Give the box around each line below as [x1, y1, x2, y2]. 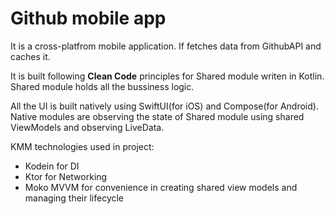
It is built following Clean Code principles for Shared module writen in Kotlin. [10, 70, 325, 82]
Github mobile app [10, 7, 167, 30]
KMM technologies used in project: [10, 140, 155, 152]
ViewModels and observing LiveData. [10, 121, 165, 133]
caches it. [10, 50, 51, 62]
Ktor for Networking [24, 170, 108, 182]
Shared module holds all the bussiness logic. [10, 80, 195, 92]
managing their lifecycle [24, 192, 125, 204]
